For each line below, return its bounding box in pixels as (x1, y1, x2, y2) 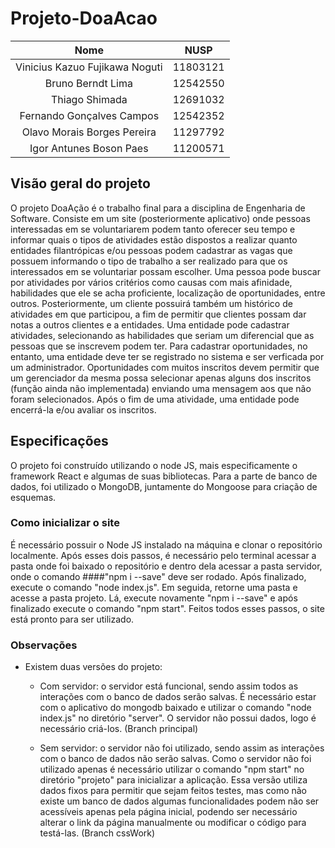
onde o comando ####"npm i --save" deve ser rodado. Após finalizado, (10, 570, 307, 582)
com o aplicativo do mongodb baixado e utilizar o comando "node (39, 702, 312, 714)
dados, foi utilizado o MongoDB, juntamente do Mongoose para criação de (10, 480, 318, 492)
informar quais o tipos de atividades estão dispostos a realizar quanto (10, 233, 298, 246)
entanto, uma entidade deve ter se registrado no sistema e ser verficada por (10, 350, 325, 362)
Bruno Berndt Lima (44, 76, 133, 90)
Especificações (10, 433, 109, 450)
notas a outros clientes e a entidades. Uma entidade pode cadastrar (10, 318, 290, 331)
